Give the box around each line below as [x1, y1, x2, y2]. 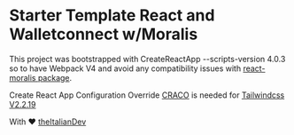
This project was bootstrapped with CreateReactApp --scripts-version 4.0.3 [9, 53, 286, 64]
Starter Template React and [9, 5, 215, 26]
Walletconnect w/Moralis [9, 24, 198, 44]
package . [37, 72, 73, 83]
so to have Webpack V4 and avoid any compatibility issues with [9, 63, 242, 74]
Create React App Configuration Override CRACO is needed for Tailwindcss [9, 90, 285, 100]
